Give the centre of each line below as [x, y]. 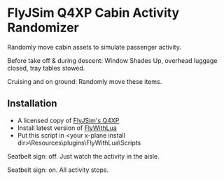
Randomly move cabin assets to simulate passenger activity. [94, 47]
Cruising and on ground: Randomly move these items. [85, 81]
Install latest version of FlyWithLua [67, 128]
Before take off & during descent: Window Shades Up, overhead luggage [112, 60]
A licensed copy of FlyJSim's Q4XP [68, 120]
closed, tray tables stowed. [46, 68]
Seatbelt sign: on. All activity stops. [58, 170]
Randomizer [43, 28]
